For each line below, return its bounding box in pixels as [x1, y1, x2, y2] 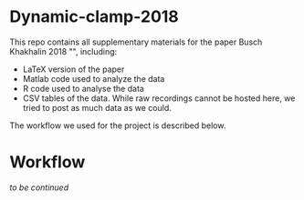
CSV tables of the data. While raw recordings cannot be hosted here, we [22, 93, 296, 104]
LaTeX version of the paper [22, 64, 125, 75]
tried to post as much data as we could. [22, 102, 172, 113]
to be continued [9, 182, 69, 193]
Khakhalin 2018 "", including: [9, 45, 118, 56]
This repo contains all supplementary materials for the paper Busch [9, 36, 263, 47]
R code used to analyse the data [22, 83, 144, 94]
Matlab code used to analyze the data [22, 73, 165, 84]
